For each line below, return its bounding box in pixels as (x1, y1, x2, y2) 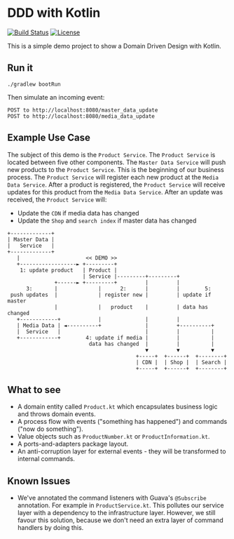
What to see (7, 384, 61, 396)
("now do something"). (17, 425, 84, 433)
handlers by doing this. (17, 524, 84, 532)
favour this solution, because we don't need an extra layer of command (17, 516, 224, 524)
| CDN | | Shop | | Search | (135, 359, 228, 366)
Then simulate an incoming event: (7, 93, 105, 101)
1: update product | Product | (20, 267, 118, 274)
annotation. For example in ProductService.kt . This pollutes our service (17, 501, 224, 510)
